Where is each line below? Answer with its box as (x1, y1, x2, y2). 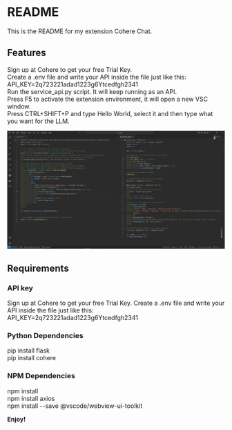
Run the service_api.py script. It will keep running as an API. (7, 87, 177, 95)
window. (7, 102, 31, 111)
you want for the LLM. (7, 117, 70, 125)
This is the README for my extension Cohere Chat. (7, 27, 153, 35)
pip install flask (7, 346, 50, 355)
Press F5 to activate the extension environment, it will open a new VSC (7, 95, 209, 103)
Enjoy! (7, 415, 26, 423)
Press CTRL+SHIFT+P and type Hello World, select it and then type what (7, 109, 213, 118)
